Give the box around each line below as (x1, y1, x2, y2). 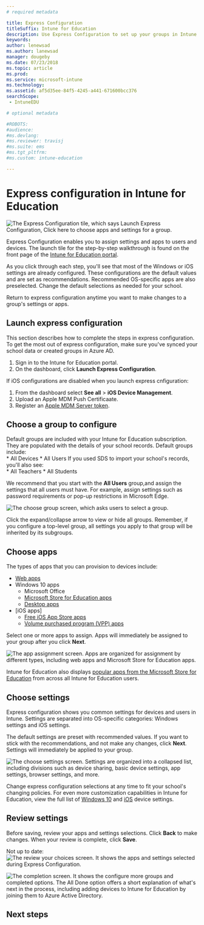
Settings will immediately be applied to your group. (6, 746, 134, 753)
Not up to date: (6, 847, 44, 855)
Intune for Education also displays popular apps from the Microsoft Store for (6, 668, 197, 675)
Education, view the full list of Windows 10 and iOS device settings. (6, 795, 174, 803)
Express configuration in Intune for (6, 186, 186, 200)
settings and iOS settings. (6, 721, 71, 728)
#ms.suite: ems (6, 144, 45, 150)
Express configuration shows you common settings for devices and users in (6, 708, 196, 716)
